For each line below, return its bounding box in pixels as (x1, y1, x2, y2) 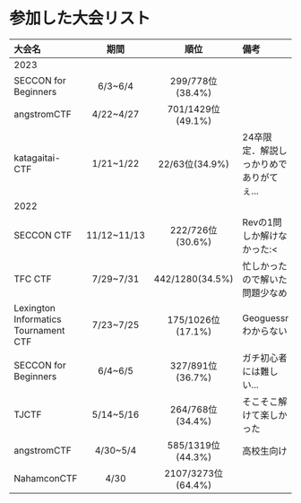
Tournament (13, 324, 65, 336)
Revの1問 (242, 216, 282, 229)
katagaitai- (13, 152, 61, 164)
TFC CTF (13, 273, 52, 285)
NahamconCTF (13, 472, 78, 484)
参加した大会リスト (9, 8, 151, 29)
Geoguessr (242, 311, 289, 324)
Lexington (13, 301, 56, 314)
